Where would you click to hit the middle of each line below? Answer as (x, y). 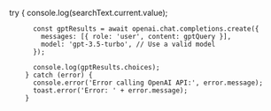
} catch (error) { (59, 75)
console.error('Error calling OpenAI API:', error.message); (148, 83)
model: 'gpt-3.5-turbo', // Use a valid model (128, 44)
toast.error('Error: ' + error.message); (110, 91)
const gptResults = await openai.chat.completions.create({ (146, 29)
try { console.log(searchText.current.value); (89, 13)
